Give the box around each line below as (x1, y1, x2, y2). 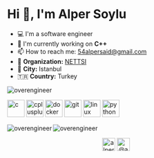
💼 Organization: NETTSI (17, 57, 87, 65)
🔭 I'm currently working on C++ (17, 39, 108, 48)
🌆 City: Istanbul (17, 64, 62, 73)
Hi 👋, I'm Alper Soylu (7, 6, 126, 22)
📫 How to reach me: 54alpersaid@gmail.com (17, 47, 147, 55)
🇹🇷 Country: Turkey (17, 72, 77, 80)
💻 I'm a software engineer (17, 29, 93, 37)
